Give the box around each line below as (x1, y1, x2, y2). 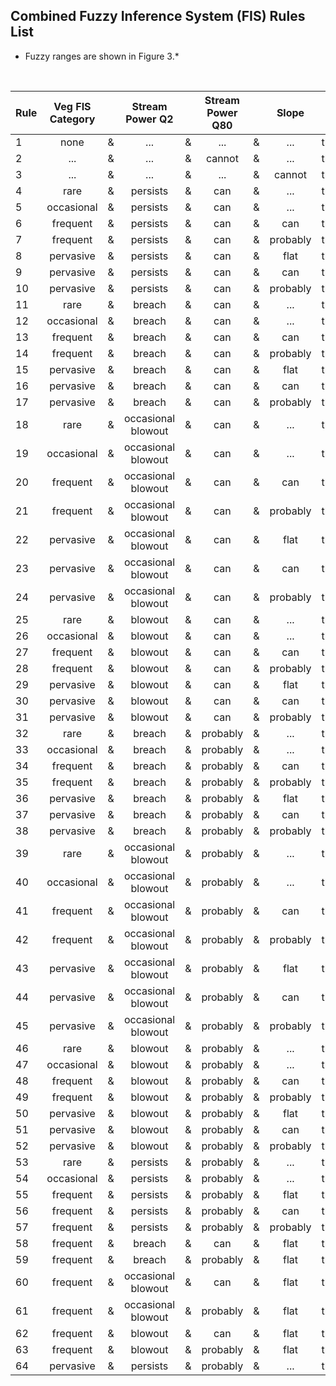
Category (49, 112, 96, 126)
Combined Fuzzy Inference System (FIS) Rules (10, 8, 306, 25)
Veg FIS (53, 99, 92, 113)
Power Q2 (125, 112, 174, 126)
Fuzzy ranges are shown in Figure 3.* (24, 50, 180, 62)
